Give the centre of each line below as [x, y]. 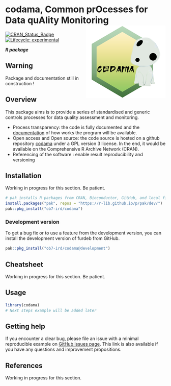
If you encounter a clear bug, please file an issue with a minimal [72, 339]
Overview [21, 100]
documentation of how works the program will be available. [75, 132]
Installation [23, 175]
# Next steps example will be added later [51, 310]
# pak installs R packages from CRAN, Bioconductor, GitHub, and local [83, 198]
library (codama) [22, 305]
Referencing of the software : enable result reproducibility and [78, 154]
